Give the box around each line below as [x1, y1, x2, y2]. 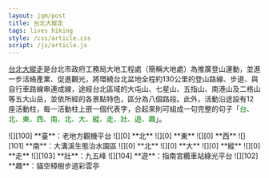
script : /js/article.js [8, 42, 88, 49]
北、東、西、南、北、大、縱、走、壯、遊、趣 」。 [8, 114, 167, 124]
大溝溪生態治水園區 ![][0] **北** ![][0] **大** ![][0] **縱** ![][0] [53, 141, 261, 151]
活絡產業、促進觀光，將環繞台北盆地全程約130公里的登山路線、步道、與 [22, 74, 259, 84]
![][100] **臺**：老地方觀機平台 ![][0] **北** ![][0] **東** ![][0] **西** [8, 131, 237, 140]
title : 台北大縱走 [8, 19, 64, 27]
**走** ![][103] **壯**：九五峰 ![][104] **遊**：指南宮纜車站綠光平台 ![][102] [8, 151, 259, 160]
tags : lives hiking [8, 26, 74, 34]
